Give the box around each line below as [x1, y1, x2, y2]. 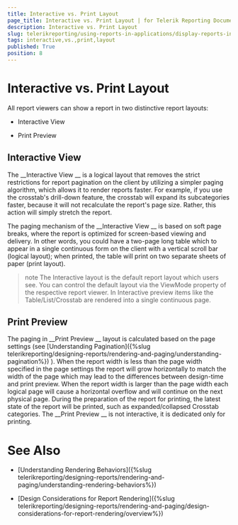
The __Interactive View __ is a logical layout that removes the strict [7, 171, 200, 179]
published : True [7, 43, 55, 50]
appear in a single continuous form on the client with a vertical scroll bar [7, 244, 218, 253]
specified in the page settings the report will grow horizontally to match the [7, 365, 227, 374]
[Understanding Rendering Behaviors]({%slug [17, 466, 152, 474]
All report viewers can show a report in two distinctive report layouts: [7, 103, 209, 112]
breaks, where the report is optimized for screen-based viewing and [7, 229, 207, 238]
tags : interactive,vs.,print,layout [7, 37, 115, 44]
